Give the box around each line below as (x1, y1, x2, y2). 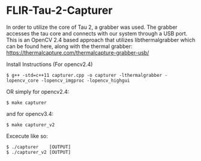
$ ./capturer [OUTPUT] (6, 144, 71, 150)
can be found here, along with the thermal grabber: (6, 43, 133, 50)
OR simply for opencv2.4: (6, 88, 70, 95)
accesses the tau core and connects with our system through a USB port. (6, 29, 188, 37)
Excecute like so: (6, 132, 48, 139)
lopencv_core (6, 77, 39, 84)
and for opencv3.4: (6, 110, 54, 117)
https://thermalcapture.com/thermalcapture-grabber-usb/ (6, 49, 149, 56)
